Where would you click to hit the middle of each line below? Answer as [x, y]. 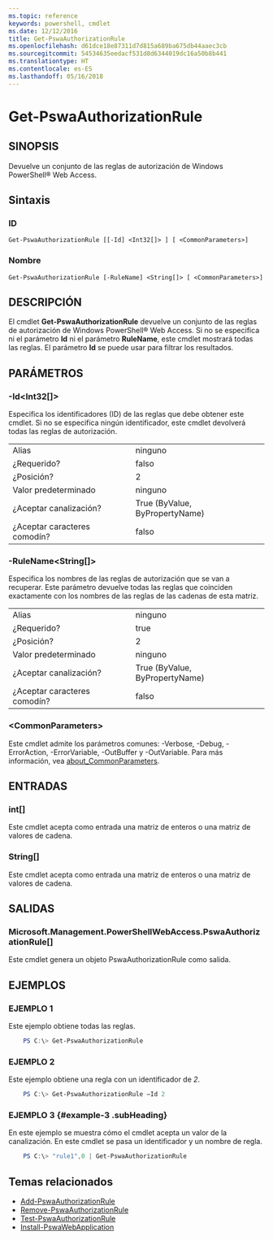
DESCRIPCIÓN [45, 302]
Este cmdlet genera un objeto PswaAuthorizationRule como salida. [120, 960]
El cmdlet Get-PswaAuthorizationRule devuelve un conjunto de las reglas [133, 322]
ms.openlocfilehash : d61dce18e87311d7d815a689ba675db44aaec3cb [118, 46]
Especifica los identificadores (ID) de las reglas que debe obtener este [126, 414]
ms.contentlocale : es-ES [50, 69]
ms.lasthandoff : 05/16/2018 [56, 76]
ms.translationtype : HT [49, 62]
